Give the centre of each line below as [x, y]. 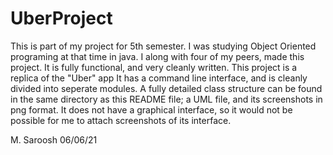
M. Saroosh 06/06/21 [54, 139]
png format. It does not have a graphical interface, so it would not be [151, 109]
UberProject [61, 18]
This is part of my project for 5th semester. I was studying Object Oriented [163, 46]
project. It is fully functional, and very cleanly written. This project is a [154, 67]
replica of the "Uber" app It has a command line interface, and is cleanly [159, 78]
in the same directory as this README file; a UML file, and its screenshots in [166, 99]
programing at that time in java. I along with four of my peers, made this [157, 56]
